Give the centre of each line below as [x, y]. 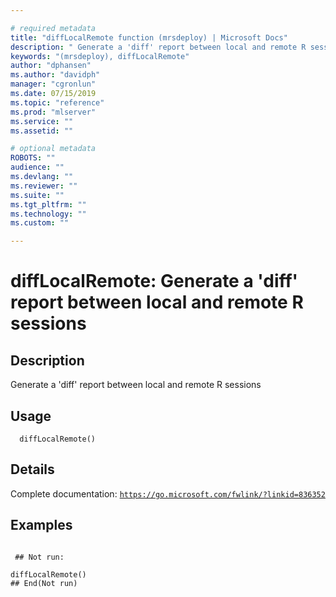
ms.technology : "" [48, 214]
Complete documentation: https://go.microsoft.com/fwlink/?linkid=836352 [168, 493]
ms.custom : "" [40, 223]
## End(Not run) [44, 583]
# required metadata [53, 28]
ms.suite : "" [37, 195]
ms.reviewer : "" [44, 186]
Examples [41, 525]
